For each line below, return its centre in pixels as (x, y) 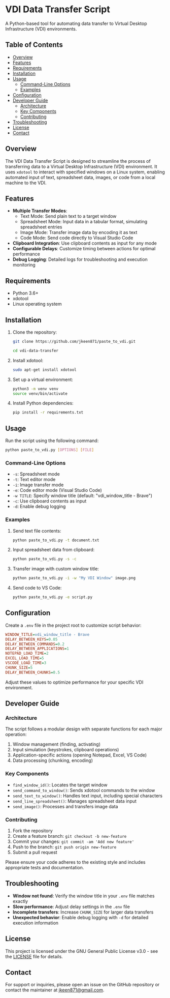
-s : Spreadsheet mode (36, 474)
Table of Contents (34, 45)
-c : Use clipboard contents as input (49, 501)
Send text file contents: (37, 531)
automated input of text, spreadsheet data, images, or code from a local (80, 177)
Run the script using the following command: (52, 441)
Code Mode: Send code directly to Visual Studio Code (77, 238)
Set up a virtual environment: (43, 379)
